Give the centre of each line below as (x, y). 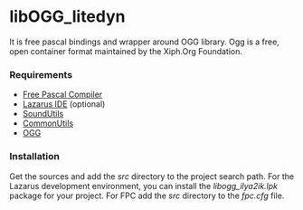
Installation (35, 157)
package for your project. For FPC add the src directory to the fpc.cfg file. (147, 196)
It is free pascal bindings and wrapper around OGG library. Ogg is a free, (145, 42)
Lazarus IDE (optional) (64, 104)
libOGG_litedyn (67, 17)
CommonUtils (48, 123)
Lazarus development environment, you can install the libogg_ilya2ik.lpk (144, 186)
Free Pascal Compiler (62, 95)
